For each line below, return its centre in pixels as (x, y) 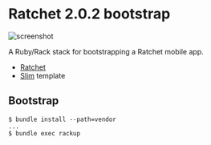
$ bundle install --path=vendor (62, 119)
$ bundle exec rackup (45, 133)
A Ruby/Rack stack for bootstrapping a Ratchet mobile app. (106, 51)
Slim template (43, 75)
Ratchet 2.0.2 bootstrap (89, 14)
